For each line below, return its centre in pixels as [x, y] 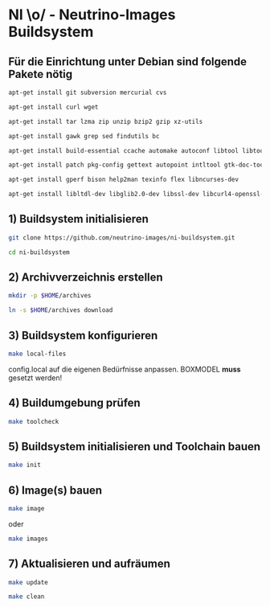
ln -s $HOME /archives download [61, 310]
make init [25, 465]
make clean [27, 597]
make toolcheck [34, 421]
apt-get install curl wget [53, 107]
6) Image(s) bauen [55, 490]
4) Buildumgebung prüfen [74, 403]
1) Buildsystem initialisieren [78, 219]
